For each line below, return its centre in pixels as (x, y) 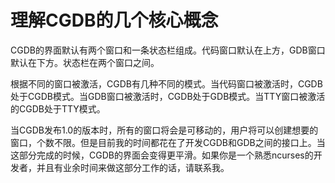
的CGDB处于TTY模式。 (58, 108)
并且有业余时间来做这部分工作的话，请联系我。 (133, 167)
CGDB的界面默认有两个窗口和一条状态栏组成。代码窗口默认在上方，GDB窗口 (168, 50)
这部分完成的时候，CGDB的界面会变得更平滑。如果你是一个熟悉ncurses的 (162, 155)
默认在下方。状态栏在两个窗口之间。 (85, 62)
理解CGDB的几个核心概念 (114, 20)
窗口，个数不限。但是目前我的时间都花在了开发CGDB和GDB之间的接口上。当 (168, 142)
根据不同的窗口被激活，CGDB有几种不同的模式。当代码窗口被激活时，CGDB (166, 83)
